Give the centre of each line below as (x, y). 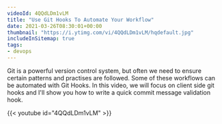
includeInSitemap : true (41, 39)
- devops (19, 52)
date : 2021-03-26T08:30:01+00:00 (55, 26)
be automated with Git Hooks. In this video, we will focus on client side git (111, 85)
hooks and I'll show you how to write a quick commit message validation (109, 92)
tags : (15, 45)
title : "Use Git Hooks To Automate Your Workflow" (81, 20)
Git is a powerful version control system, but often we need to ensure (104, 71)
